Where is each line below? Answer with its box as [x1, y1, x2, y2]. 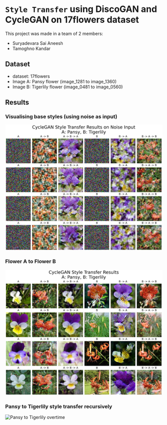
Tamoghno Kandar [12, 45, 51, 51]
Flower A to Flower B [5, 258, 56, 265]
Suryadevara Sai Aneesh [12, 40, 63, 46]
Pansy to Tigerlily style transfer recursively [5, 403, 113, 410]
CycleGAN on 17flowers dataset [5, 14, 140, 25]
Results [5, 98, 29, 107]
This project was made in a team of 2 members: [5, 30, 103, 36]
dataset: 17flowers [12, 73, 50, 79]
